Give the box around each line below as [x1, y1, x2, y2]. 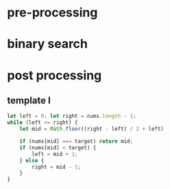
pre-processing [7, 5, 98, 21]
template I [7, 94, 51, 106]
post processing [7, 67, 102, 83]
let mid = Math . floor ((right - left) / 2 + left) [19, 125, 165, 133]
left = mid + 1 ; [32, 151, 78, 157]
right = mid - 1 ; [32, 163, 81, 171]
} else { [19, 157, 45, 164]
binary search [7, 36, 88, 52]
